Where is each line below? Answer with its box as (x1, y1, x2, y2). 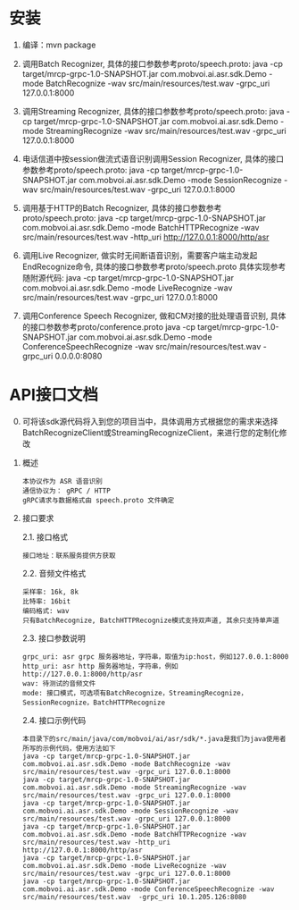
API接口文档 (9, 385, 98, 405)
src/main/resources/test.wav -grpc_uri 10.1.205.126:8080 (21, 892, 247, 901)
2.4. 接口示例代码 (21, 714, 87, 725)
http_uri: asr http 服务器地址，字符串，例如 (21, 661, 179, 670)
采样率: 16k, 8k (21, 587, 79, 596)
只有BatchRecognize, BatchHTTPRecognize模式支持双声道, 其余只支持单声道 (21, 616, 279, 625)
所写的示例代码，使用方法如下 (21, 744, 116, 753)
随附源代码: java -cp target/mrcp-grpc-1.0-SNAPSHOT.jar (21, 272, 235, 282)
